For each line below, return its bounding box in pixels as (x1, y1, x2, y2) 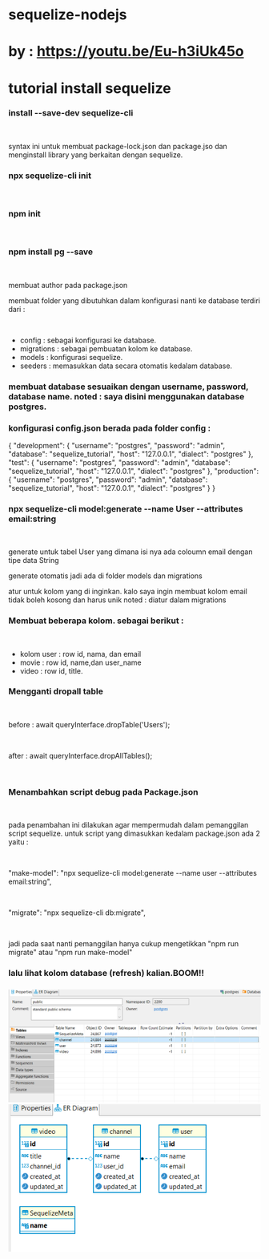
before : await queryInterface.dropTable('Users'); (8, 719, 171, 729)
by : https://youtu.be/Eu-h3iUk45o (8, 43, 244, 61)
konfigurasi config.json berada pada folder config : (8, 423, 211, 434)
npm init (8, 208, 42, 220)
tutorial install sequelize (8, 79, 172, 97)
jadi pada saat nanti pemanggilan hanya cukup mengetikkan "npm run (8, 939, 239, 949)
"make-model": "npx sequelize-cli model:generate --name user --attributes (8, 868, 258, 878)
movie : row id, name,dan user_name (19, 658, 142, 667)
